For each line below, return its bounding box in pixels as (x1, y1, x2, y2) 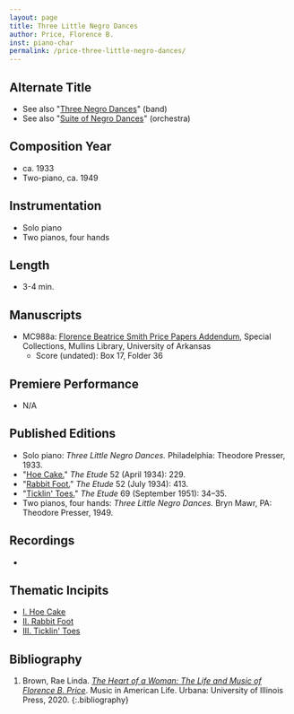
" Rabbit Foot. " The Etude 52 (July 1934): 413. (22, 478, 189, 489)
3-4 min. (22, 282, 55, 292)
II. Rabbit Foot (22, 616, 74, 627)
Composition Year (9, 139, 112, 154)
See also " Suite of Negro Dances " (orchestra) (22, 113, 191, 124)
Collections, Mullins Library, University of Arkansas (22, 341, 212, 352)
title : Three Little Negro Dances (9, 22, 139, 30)
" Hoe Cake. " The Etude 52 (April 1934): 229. (22, 468, 186, 480)
